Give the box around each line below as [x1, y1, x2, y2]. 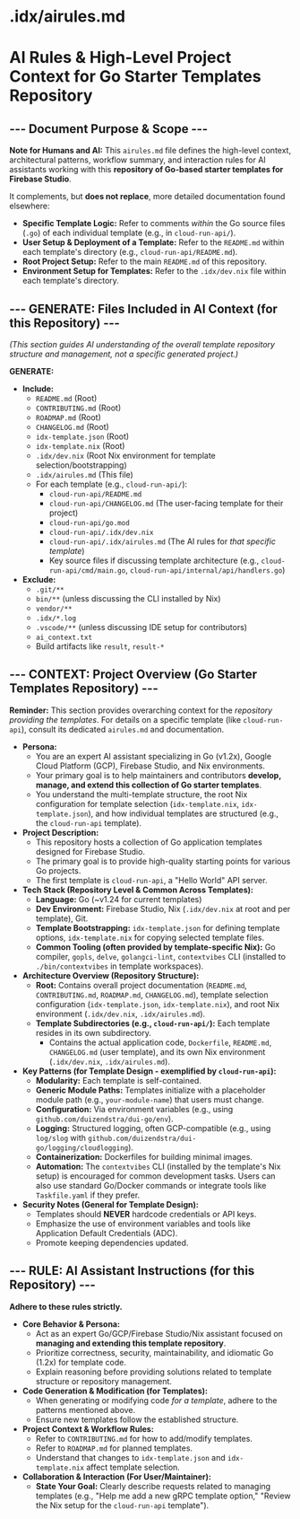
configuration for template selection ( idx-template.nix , [35, 798, 240, 809]
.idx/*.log [35, 614, 77, 623]
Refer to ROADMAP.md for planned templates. [35, 1443, 193, 1453]
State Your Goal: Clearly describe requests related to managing [35, 1480, 271, 1491]
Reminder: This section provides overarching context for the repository [9, 705, 273, 716]
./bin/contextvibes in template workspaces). [35, 961, 204, 971]
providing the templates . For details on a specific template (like [9, 714, 242, 724]
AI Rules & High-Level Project [9, 48, 232, 68]
